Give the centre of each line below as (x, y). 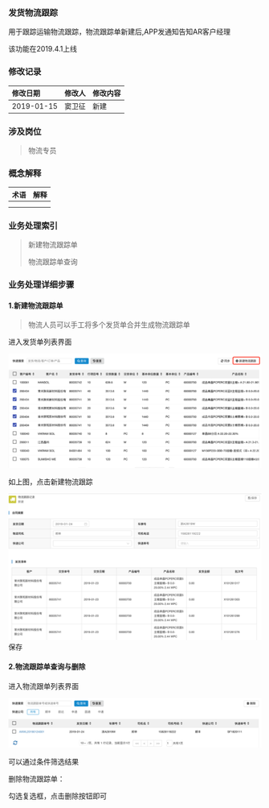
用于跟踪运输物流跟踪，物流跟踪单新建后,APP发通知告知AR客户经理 (120, 32)
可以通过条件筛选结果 (43, 762)
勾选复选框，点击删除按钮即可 (57, 796)
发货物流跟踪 (33, 12)
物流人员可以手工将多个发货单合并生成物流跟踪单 (109, 325)
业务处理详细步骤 (41, 285)
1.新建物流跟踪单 (36, 305)
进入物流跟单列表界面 (43, 686)
